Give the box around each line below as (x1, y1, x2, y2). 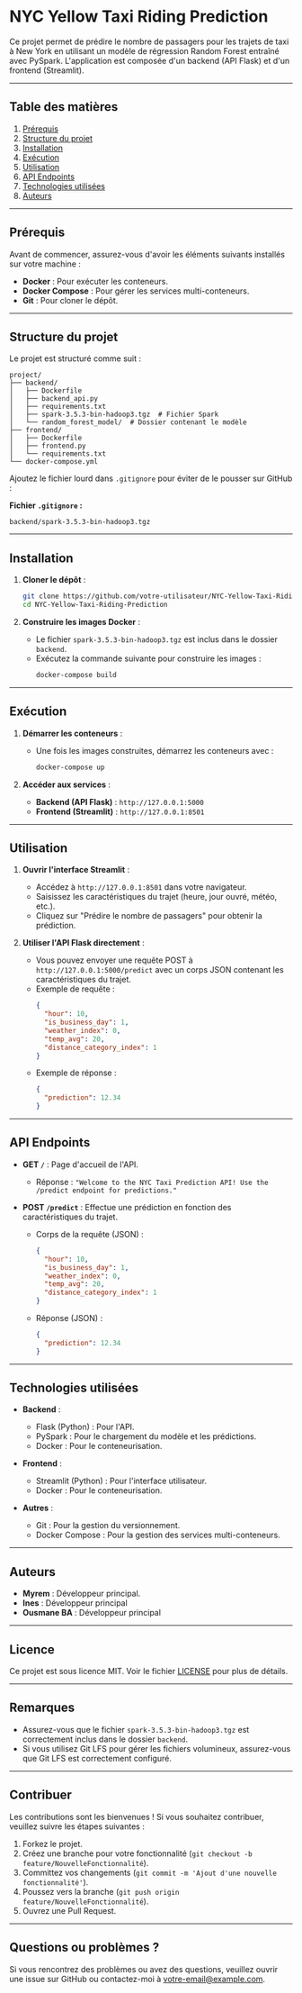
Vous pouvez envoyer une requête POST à (35, 955, 193, 965)
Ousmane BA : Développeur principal (22, 1608, 162, 1618)
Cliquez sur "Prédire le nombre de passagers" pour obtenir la (35, 910, 262, 921)
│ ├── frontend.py (9, 441, 87, 451)
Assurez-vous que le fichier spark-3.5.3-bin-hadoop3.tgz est (22, 1724, 250, 1735)
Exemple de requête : (35, 983, 115, 994)
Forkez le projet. (22, 1838, 84, 1849)
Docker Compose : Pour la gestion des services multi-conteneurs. (35, 1529, 280, 1541)
